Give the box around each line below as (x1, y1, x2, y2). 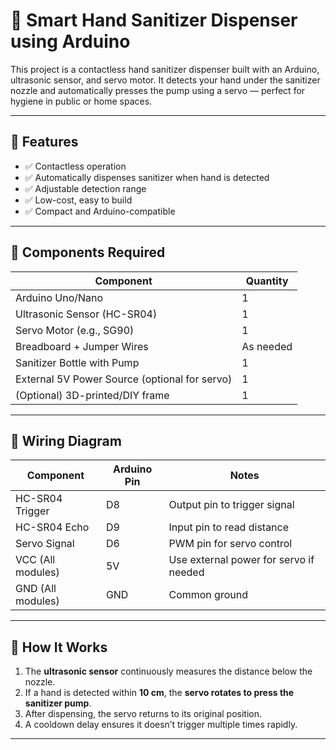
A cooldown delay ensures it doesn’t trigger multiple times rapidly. (24, 719, 298, 731)
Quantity (245, 274, 289, 288)
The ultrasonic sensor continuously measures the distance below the (24, 665, 313, 678)
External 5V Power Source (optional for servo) (15, 372, 233, 386)
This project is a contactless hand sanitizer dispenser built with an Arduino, (10, 63, 320, 75)
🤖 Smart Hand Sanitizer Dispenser (10, 9, 298, 32)
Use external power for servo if (168, 553, 315, 567)
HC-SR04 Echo (15, 520, 90, 534)
